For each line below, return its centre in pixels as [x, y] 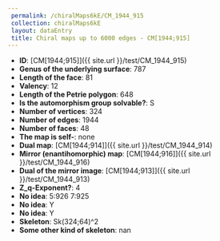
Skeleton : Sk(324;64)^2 [59, 222]
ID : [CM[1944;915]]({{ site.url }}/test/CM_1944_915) [103, 61]
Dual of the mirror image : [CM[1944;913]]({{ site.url [104, 171]
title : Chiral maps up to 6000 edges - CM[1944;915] [101, 38]
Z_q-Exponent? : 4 [50, 188]
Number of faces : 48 [54, 128]
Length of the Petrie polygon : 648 [76, 95]
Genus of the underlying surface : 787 [82, 69]
